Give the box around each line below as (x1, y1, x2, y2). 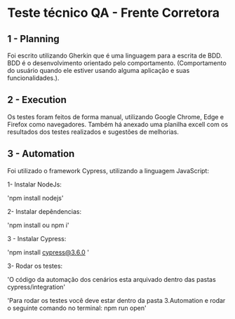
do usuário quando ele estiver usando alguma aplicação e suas (7, 67, 190, 74)
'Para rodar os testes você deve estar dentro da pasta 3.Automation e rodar (7, 296, 226, 304)
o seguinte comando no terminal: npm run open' (7, 304, 147, 312)
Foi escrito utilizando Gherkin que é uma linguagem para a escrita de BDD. (7, 51, 222, 60)
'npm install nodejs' (7, 194, 64, 202)
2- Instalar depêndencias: (7, 207, 82, 215)
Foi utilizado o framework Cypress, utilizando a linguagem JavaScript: (7, 166, 209, 175)
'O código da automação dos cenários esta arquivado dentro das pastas (7, 275, 216, 283)
